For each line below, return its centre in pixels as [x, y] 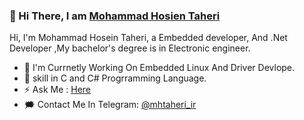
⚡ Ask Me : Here [57, 90]
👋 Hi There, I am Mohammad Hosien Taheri [115, 16]
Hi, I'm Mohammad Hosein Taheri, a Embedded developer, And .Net [148, 38]
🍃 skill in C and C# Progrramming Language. [115, 78]
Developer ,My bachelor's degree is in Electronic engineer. [130, 48]
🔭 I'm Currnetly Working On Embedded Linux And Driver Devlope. [159, 68]
